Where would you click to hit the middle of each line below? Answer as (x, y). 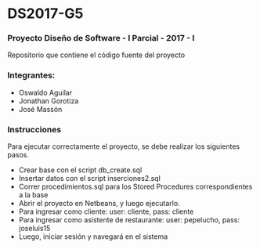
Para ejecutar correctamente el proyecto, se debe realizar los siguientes (124, 146)
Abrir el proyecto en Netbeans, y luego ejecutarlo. (99, 204)
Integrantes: (31, 75)
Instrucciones (34, 129)
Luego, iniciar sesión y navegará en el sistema (93, 236)
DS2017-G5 (45, 14)
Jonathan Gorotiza (49, 101)
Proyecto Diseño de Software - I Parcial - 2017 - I (101, 38)
